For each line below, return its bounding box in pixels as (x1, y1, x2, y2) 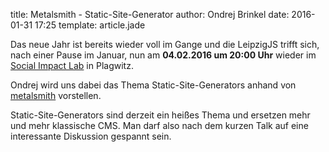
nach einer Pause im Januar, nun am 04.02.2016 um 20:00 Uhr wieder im (10, 49, 317, 61)
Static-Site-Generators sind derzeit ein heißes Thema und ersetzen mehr (10, 109, 311, 121)
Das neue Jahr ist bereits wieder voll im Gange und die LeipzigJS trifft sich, (10, 39, 320, 50)
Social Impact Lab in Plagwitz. (10, 60, 134, 71)
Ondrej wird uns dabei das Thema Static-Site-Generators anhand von (10, 79, 297, 91)
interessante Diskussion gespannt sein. (10, 130, 172, 142)
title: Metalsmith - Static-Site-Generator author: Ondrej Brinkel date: (10, 9, 290, 20)
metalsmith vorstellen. (10, 90, 102, 101)
